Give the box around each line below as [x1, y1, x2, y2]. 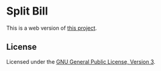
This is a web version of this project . [6, 24, 97, 32]
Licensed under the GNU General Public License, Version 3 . [6, 58, 156, 65]
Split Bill [6, 4, 49, 18]
